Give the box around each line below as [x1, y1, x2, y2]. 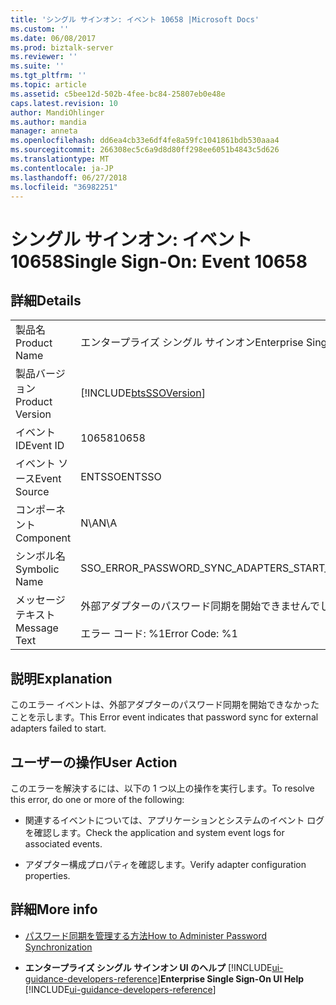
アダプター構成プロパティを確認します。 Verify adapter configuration [24, 859, 307, 870]
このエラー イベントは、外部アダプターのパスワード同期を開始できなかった [10, 699, 320, 711]
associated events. [24, 838, 103, 850]
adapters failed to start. [10, 722, 107, 735]
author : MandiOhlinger [10, 107, 105, 118]
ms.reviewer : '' [10, 52, 78, 62]
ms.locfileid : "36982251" [10, 182, 118, 192]
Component [15, 531, 72, 545]
